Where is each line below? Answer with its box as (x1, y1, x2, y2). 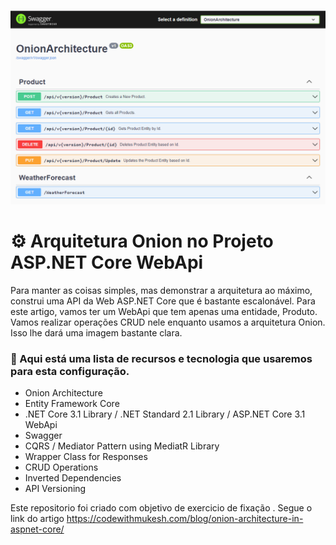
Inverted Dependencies (24, 472, 122, 484)
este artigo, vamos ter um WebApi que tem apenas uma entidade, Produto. (10, 306, 318, 317)
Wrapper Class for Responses (24, 451, 148, 463)
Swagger (24, 430, 63, 442)
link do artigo (10, 513, 65, 525)
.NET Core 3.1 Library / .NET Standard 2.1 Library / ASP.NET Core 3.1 (24, 408, 306, 420)
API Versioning (24, 483, 87, 495)
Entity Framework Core (24, 398, 120, 410)
